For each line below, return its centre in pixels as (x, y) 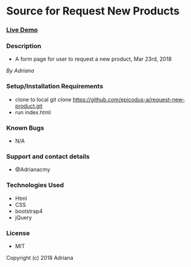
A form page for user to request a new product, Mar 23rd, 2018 (93, 59)
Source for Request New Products (93, 11)
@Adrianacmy (33, 170)
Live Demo (22, 30)
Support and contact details (48, 156)
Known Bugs (25, 127)
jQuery (23, 217)
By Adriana (20, 71)
